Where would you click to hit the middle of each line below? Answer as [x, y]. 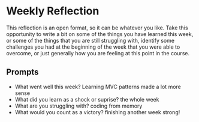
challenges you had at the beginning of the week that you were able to [93, 47]
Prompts [22, 72]
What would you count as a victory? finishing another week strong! [97, 112]
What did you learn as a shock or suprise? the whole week [87, 99]
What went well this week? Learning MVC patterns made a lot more [98, 87]
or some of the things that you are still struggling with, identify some [91, 40]
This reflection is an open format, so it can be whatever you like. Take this [97, 28]
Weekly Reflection [53, 11]
